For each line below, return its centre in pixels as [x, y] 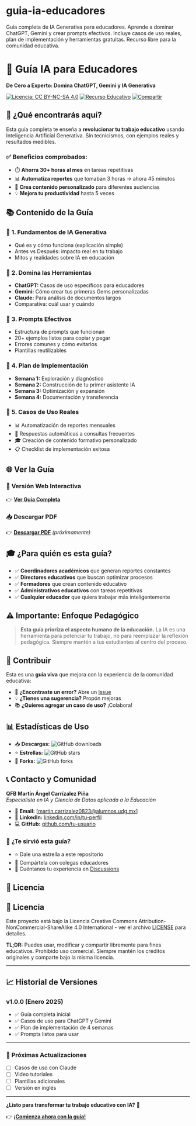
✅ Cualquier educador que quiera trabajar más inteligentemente [92, 597]
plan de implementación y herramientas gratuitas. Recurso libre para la [91, 39]
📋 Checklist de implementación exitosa [62, 449]
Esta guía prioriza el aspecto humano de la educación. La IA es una [103, 630]
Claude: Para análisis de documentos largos [68, 298]
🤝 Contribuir [29, 660]
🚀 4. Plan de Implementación [47, 365]
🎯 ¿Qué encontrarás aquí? [54, 115]
